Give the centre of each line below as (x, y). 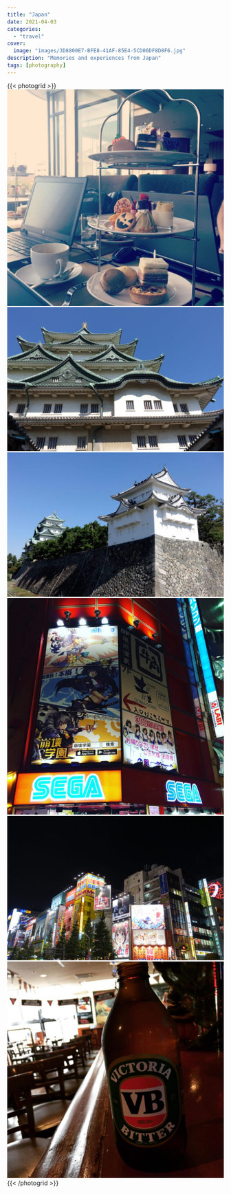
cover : (16, 44)
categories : (24, 29)
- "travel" (29, 36)
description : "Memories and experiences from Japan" (84, 58)
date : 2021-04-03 (32, 22)
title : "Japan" (29, 14)
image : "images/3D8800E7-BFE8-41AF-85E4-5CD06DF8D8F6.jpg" (100, 51)
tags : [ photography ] (37, 65)
